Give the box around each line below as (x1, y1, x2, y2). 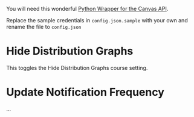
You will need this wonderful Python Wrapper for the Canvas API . (6, 5, 169, 12)
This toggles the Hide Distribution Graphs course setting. (6, 64, 148, 71)
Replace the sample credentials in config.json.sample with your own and (6, 17, 189, 24)
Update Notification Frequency (6, 86, 165, 99)
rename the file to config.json (6, 24, 82, 30)
